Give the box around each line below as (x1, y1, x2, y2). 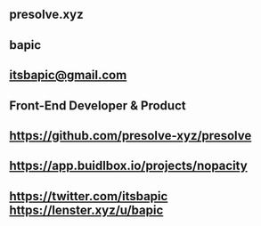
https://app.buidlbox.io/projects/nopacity (9, 158, 248, 174)
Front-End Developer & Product (9, 98, 186, 113)
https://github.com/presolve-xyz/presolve (9, 128, 252, 143)
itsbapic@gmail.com (9, 68, 127, 83)
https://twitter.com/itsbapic (9, 189, 168, 204)
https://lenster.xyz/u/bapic (9, 202, 164, 217)
